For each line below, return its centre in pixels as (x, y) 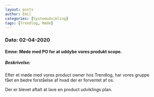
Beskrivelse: (18, 63)
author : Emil (18, 14)
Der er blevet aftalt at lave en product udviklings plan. (59, 89)
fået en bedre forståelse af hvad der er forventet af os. (60, 80)
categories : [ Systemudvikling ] (37, 18)
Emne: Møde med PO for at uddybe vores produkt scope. (64, 51)
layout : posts (19, 9)
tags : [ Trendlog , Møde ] (29, 23)
